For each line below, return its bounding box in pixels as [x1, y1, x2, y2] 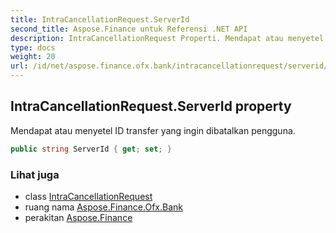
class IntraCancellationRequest [24, 190, 153, 202]
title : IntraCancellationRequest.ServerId [10, 14, 190, 25]
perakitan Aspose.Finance [24, 211, 133, 223]
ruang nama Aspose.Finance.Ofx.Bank [24, 201, 183, 213]
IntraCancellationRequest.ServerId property [10, 98, 292, 115]
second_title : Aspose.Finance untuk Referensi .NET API [10, 24, 248, 34]
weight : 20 [10, 52, 56, 62]
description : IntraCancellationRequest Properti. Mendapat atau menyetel [10, 33, 325, 43]
